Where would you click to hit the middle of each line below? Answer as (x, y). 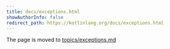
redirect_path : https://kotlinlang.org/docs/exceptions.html (85, 23)
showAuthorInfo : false (35, 17)
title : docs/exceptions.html (43, 12)
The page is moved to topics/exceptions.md (61, 40)
